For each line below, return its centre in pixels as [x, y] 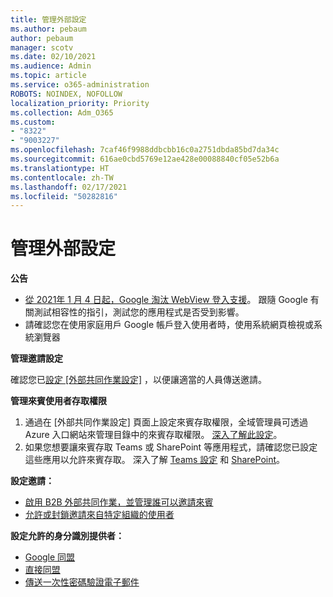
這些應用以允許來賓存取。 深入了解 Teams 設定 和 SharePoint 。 [155, 460]
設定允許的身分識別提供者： [67, 536]
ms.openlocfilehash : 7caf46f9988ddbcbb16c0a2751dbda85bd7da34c [145, 150]
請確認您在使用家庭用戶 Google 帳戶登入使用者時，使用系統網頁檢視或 [169, 325]
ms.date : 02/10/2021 [53, 57]
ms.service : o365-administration [80, 85]
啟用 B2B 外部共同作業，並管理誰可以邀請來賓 [119, 502]
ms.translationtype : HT [60, 168]
